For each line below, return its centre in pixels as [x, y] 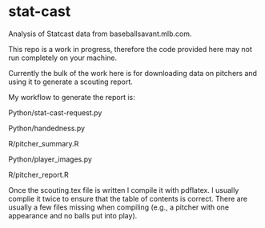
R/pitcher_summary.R [44, 143]
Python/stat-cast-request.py [55, 112]
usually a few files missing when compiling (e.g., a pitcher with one [119, 207]
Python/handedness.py [47, 128]
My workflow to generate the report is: [72, 97]
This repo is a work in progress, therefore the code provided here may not [130, 49]
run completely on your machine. [63, 58]
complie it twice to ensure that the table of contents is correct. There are [128, 198]
